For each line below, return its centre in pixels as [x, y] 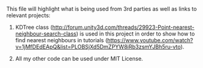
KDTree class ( [34, 27]
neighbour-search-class [46, 34]
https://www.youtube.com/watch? [150, 40]
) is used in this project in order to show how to [136, 34]
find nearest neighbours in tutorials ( [61, 40]
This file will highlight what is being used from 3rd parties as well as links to [102, 9]
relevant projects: [29, 15]
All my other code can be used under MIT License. [79, 59]
